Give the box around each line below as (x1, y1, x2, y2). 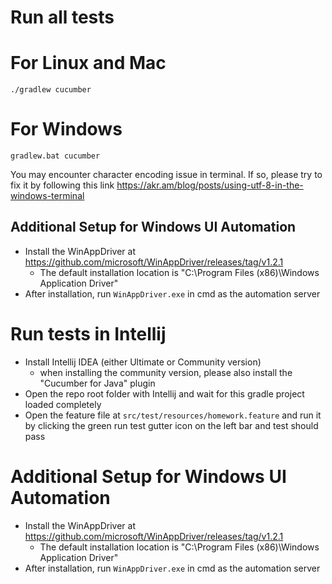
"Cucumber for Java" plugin (39, 377, 156, 389)
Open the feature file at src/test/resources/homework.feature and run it (24, 409, 322, 421)
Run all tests (10, 6, 115, 29)
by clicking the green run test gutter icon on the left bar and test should (24, 419, 319, 431)
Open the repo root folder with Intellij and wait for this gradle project (24, 387, 305, 400)
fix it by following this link (10, 179, 115, 191)
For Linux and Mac (10, 52, 167, 75)
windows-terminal (10, 190, 85, 202)
